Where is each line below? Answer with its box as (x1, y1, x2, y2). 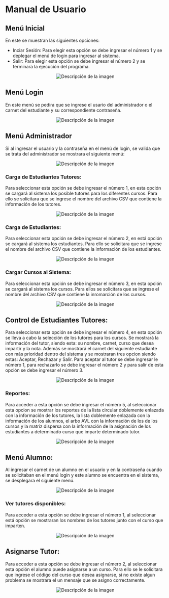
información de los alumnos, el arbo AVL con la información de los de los (5, 418, 158, 424)
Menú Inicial (5, 24, 45, 33)
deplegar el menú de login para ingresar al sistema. (12, 53, 120, 59)
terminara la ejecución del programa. (12, 64, 90, 69)
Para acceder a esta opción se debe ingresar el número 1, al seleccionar (5, 511, 156, 518)
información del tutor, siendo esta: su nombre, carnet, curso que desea (5, 340, 154, 346)
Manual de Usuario (5, 4, 86, 15)
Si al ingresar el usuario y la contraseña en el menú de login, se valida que (5, 145, 160, 151)
